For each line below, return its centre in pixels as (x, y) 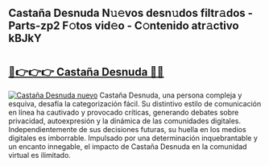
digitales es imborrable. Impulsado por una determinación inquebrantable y (133, 138)
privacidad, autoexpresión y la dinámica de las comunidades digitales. (125, 121)
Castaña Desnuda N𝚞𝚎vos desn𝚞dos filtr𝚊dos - (131, 13)
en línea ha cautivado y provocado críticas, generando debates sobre (124, 112)
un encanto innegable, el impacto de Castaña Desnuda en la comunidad (128, 147)
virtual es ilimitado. (39, 155)
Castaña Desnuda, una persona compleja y (171, 95)
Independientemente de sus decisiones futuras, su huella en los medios (128, 129)
